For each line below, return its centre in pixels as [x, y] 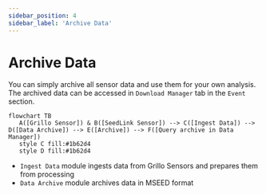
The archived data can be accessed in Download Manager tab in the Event [127, 93]
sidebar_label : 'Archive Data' [60, 23]
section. [22, 101]
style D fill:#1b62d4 [55, 151]
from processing [47, 174]
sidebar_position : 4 [43, 16]
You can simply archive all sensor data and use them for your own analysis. [132, 85]
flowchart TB [30, 117]
